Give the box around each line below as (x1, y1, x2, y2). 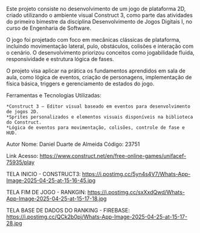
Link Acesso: (6, 153, 39, 159)
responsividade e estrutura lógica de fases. (6, 56, 114, 62)
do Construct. (6, 119, 42, 125)
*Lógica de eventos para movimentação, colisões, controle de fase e (6, 125, 185, 131)
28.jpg (6, 220, 22, 226)
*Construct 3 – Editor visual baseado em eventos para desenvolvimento (6, 103, 190, 110)
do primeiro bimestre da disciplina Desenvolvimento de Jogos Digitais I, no (6, 18, 193, 25)
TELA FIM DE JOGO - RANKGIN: (6, 189, 86, 195)
